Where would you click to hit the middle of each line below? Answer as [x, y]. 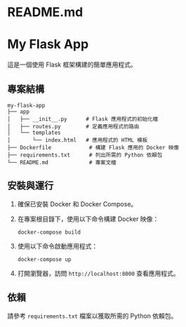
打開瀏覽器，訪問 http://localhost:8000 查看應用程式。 [99, 273]
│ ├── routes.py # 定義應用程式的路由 [73, 126]
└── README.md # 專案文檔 [62, 162]
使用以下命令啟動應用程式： [58, 246]
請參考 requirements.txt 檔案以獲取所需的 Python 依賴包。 [92, 316]
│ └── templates [34, 133]
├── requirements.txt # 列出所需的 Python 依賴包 [85, 155]
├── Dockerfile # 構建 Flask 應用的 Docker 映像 [93, 147]
